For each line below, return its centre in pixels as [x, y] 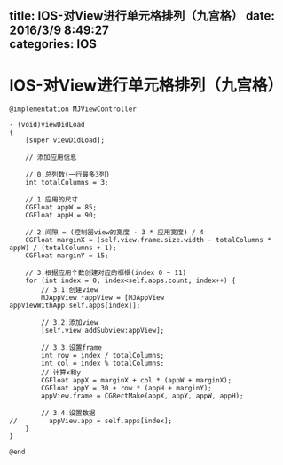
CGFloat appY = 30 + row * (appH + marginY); [127, 389]
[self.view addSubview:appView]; [103, 331]
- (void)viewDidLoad [47, 125]
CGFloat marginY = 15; [67, 256]
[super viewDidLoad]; [65, 140]
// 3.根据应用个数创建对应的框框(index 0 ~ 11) [106, 273]
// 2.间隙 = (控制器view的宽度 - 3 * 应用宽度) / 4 [114, 232]
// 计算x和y [61, 373]
